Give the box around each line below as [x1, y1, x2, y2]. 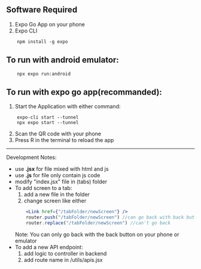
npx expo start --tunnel [17, 120, 79, 126]
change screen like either [23, 197, 87, 204]
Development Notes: [6, 154, 57, 161]
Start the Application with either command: [14, 103, 121, 110]
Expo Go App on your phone [14, 20, 86, 28]
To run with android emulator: [6, 55, 120, 65]
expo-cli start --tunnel [17, 114, 79, 120]
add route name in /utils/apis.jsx [23, 256, 103, 264]
